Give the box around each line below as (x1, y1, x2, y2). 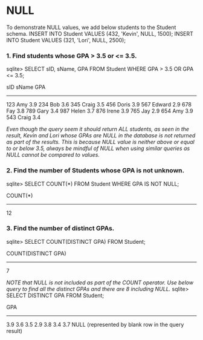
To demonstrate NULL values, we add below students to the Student (6, 24, 176, 31)
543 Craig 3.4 (6, 114, 41, 121)
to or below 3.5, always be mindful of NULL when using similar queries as (6, 145, 190, 152)
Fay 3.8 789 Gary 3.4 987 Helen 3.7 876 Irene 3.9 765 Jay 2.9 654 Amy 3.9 (6, 107, 193, 115)
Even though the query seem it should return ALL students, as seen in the (6, 125, 189, 133)
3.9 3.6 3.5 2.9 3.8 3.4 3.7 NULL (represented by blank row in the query (6, 321, 184, 328)
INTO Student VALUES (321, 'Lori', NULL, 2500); (6, 36, 126, 44)
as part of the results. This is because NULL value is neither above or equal (6, 139, 195, 146)
